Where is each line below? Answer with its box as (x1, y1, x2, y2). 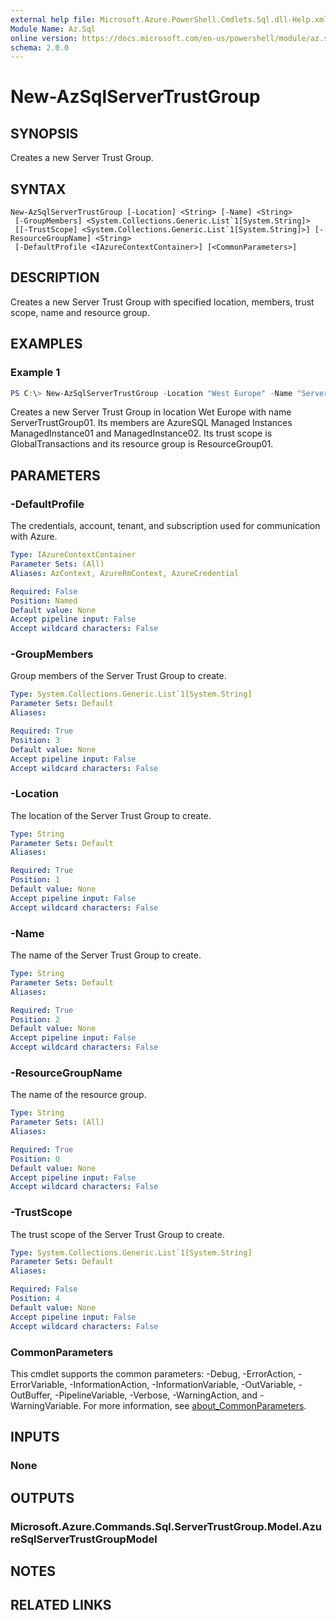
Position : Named (10, 596, 78, 606)
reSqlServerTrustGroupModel (10, 1532, 158, 1546)
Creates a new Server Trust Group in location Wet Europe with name (10, 406, 292, 418)
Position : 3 (10, 735, 60, 745)
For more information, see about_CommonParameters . (83, 1399, 307, 1411)
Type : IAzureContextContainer (10, 550, 137, 560)
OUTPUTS (10, 1489, 75, 1506)
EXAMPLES (10, 336, 83, 353)
